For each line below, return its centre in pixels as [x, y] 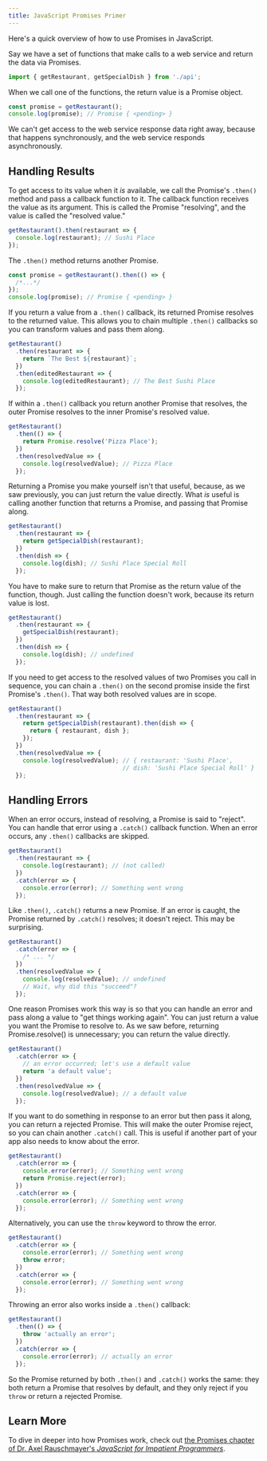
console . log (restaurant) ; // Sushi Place [85, 237]
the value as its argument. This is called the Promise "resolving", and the [127, 207]
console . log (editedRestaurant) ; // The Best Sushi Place [119, 381]
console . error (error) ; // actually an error [98, 1356]
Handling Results [52, 171]
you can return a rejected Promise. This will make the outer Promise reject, [131, 1125]
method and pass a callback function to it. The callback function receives [129, 199]
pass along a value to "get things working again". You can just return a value [133, 1017]
